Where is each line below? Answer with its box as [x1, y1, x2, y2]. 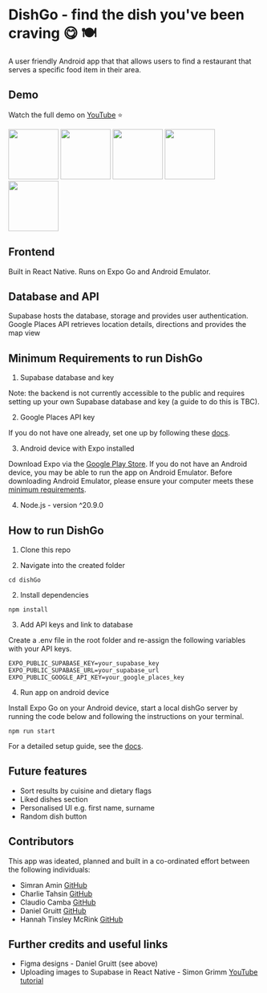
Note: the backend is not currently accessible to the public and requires [8, 388, 245, 398]
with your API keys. [8, 644, 72, 653]
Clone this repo [19, 545, 71, 554]
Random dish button [19, 811, 87, 821]
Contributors [8, 835, 75, 848]
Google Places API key [19, 412, 95, 423]
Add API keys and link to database [19, 620, 134, 629]
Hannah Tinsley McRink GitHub [19, 914, 123, 924]
